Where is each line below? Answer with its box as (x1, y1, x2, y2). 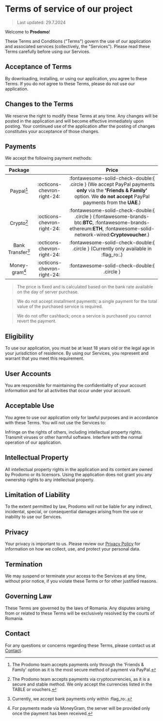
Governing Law (5, 592, 52, 601)
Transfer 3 (8, 248, 30, 256)
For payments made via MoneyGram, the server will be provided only (12, 705, 150, 711)
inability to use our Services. (5, 514, 62, 520)
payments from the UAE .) (83, 199, 141, 206)
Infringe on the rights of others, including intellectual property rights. (5, 429, 142, 435)
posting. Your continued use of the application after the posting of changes (5, 123, 155, 129)
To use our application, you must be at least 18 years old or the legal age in (5, 345, 155, 351)
